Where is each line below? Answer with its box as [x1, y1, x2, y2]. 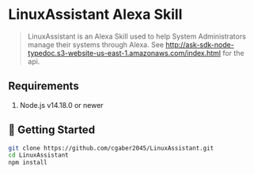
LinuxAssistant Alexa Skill [8, 6, 183, 24]
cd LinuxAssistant [8, 151, 69, 159]
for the [222, 48, 245, 57]
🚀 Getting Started [8, 124, 96, 137]
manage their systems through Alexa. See [27, 39, 165, 49]
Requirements [8, 80, 79, 93]
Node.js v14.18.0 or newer [19, 100, 104, 109]
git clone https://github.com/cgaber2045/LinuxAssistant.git [8, 144, 214, 152]
